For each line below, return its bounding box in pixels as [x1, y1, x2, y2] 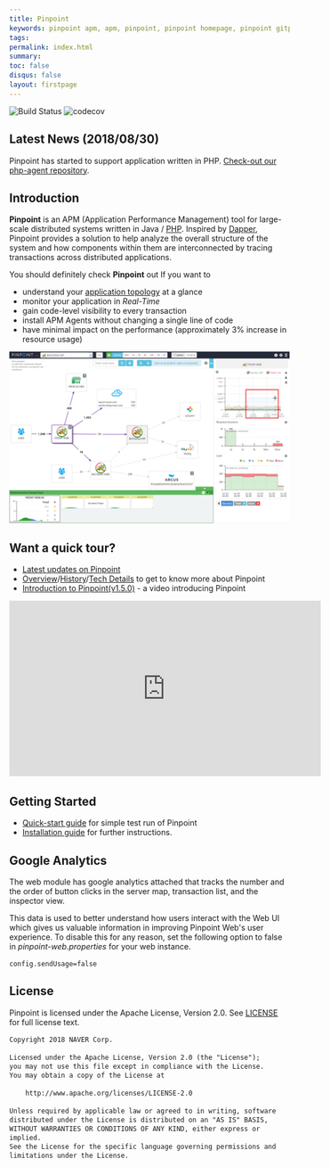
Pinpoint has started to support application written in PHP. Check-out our [9, 155, 278, 166]
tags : [9, 33, 29, 42]
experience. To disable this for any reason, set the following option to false [9, 932, 283, 942]
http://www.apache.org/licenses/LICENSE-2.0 [25, 1089, 193, 1097]
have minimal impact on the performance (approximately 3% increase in [21, 325, 287, 335]
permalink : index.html [9, 43, 93, 52]
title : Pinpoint [9, 14, 69, 23]
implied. [9, 1133, 42, 1142]
